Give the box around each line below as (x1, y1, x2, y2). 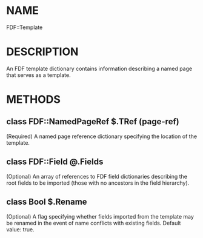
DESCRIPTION (6, 45, 79, 59)
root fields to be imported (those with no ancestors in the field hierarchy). (6, 179, 190, 187)
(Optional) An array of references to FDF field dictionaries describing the (6, 173, 188, 180)
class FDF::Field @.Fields (6, 157, 104, 167)
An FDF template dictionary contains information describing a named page (6, 65, 193, 72)
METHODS (6, 93, 61, 107)
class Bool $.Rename (6, 197, 87, 207)
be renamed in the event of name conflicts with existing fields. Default (6, 219, 181, 226)
